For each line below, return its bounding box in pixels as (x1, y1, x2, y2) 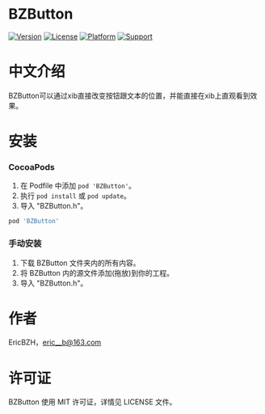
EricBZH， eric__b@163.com (8, 337, 102, 348)
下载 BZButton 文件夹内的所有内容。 (19, 258, 141, 268)
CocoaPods (8, 161, 55, 172)
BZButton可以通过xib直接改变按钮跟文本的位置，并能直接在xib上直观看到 (8, 91, 250, 100)
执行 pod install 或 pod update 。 (19, 191, 131, 201)
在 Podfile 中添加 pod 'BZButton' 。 (19, 181, 136, 191)
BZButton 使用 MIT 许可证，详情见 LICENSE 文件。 (8, 397, 177, 407)
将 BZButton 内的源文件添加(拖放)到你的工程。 (19, 268, 174, 277)
